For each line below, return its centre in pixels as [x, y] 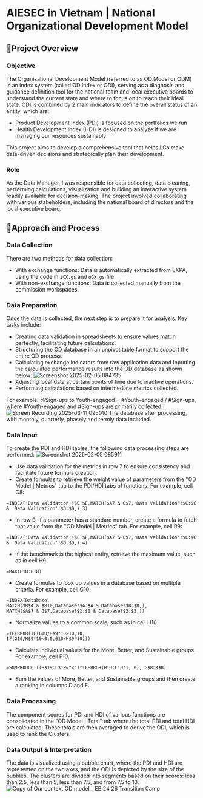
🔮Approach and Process [53, 228]
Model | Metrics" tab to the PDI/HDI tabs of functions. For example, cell [104, 486]
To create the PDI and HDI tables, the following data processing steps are [98, 448]
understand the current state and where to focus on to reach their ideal [95, 98]
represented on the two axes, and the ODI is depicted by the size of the [95, 769]
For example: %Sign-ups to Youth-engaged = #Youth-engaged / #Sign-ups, [101, 400]
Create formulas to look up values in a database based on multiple [98, 583]
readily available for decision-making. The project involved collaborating [96, 196]
